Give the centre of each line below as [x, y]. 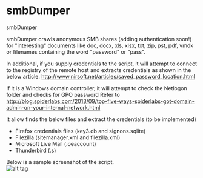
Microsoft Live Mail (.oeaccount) [55, 143]
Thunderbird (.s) [35, 150]
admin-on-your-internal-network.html [53, 107]
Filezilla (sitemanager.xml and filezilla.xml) [68, 137]
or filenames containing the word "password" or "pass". [76, 51]
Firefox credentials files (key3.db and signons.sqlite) [80, 131]
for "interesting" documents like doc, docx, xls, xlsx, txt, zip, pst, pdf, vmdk [100, 45]
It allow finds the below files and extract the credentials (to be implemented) [101, 119]
